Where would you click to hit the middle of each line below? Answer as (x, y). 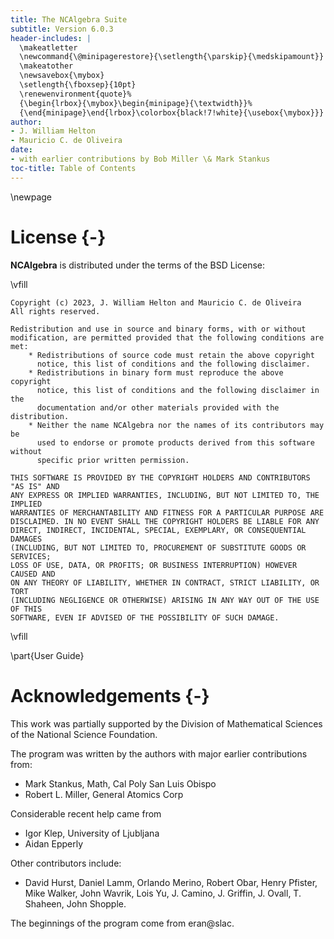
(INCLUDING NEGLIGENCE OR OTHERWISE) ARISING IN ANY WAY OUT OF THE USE (165, 600)
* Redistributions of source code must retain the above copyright (171, 355)
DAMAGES (26, 539)
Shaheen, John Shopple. (75, 903)
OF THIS (26, 609)
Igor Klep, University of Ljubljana (92, 833)
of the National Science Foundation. (84, 734)
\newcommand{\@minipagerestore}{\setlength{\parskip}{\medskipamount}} (172, 57)
